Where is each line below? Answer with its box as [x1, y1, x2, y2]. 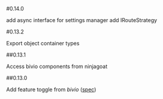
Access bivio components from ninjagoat [6, 63, 108, 70]
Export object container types [6, 40, 80, 47]
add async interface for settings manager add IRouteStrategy [6, 17, 158, 23]
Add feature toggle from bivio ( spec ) [6, 86, 96, 93]
